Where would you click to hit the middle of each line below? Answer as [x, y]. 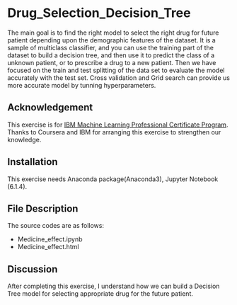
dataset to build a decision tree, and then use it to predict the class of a [111, 55]
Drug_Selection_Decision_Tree [99, 13]
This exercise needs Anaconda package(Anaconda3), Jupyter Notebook [113, 179]
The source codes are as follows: [56, 226]
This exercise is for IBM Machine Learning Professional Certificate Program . [118, 125]
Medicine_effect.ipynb [50, 239]
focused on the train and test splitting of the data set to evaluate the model [116, 70]
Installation [33, 162]
